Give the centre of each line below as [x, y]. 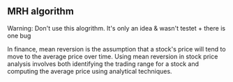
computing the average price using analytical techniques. [90, 71]
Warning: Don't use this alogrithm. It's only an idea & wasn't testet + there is [116, 28]
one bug [19, 35]
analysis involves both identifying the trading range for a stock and [103, 64]
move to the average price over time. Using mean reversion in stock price [113, 56]
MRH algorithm [41, 11]
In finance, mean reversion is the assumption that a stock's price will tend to [116, 49]
